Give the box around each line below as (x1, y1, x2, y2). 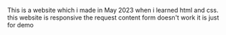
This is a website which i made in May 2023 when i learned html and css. (7, 6, 219, 14)
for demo (7, 21, 34, 29)
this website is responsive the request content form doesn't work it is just (7, 13, 220, 22)
